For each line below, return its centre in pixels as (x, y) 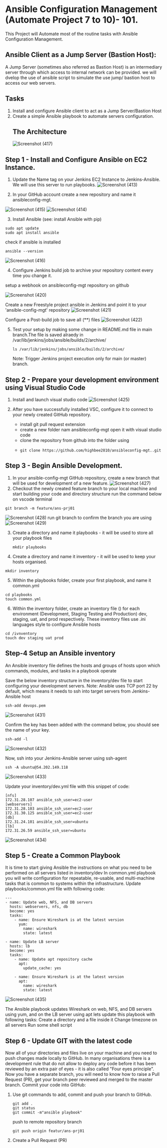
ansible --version (24, 252)
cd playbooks (19, 595)
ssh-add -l (16, 739)
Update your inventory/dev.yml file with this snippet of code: (67, 786)
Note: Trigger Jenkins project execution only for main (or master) (79, 359)
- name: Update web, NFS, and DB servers (49, 902)
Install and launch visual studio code (50, 400)
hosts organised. (30, 562)
